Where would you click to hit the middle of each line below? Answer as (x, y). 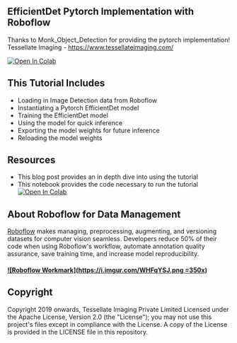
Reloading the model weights (60, 138)
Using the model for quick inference (70, 122)
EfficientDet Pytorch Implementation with (101, 12)
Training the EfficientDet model (63, 115)
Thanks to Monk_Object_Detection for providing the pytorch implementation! (118, 40)
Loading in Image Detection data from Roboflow (87, 100)
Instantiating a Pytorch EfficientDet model (78, 107)
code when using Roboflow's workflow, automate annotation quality (106, 246)
